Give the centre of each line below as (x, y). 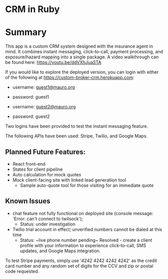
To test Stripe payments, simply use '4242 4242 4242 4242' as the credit (81, 260)
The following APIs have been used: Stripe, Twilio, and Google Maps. (76, 136)
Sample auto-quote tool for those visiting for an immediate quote (87, 185)
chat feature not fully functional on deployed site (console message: (83, 213)
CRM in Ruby (33, 9)
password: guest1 (31, 97)
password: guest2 (31, 116)
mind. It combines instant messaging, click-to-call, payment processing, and (84, 52)
